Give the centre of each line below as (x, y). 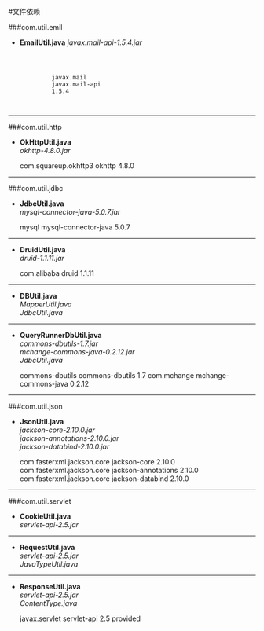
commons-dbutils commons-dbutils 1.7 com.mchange (107, 375)
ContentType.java (48, 603)
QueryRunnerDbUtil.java (60, 335)
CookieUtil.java (45, 516)
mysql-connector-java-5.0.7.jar (70, 212)
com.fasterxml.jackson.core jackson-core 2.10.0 (97, 462)
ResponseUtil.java (50, 587)
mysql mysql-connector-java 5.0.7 (75, 227)
